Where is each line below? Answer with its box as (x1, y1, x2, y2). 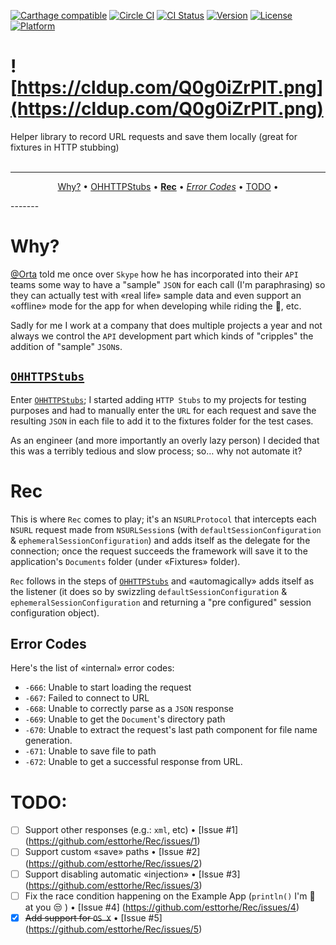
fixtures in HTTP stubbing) (10, 141, 120, 153)
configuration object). (10, 606, 100, 619)
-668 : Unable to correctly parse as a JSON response (24, 703, 235, 715)
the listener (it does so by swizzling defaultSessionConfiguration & (10, 585, 288, 597)
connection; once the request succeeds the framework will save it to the (10, 545, 308, 557)
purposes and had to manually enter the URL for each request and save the (10, 404, 317, 416)
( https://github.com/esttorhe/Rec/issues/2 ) (24, 857, 203, 869)
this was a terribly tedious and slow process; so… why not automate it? (10, 445, 303, 457)
